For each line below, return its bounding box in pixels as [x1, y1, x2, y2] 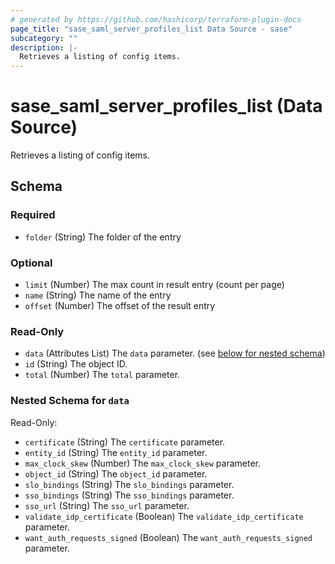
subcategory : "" [10, 33, 78, 43]
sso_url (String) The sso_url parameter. [24, 499, 190, 511]
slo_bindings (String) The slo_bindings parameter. [24, 478, 235, 490]
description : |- [10, 42, 78, 53]
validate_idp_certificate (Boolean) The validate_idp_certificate [24, 510, 304, 522]
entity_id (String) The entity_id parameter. [24, 446, 208, 458]
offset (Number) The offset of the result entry [24, 300, 216, 312]
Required [10, 208, 56, 222]
